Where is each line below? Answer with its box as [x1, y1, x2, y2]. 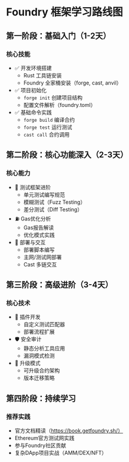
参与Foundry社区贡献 [14, 441, 67, 449]
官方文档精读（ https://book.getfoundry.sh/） [14, 427, 124, 434]
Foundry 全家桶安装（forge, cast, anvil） [23, 79, 122, 86]
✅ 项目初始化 [14, 86, 47, 93]
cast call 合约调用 [23, 131, 70, 138]
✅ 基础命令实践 [14, 109, 52, 116]
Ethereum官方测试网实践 [14, 434, 75, 441]
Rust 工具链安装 [23, 71, 62, 79]
